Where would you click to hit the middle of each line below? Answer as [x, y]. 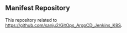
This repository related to [31, 20]
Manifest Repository [37, 8]
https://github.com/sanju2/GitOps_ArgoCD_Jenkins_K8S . [64, 25]
